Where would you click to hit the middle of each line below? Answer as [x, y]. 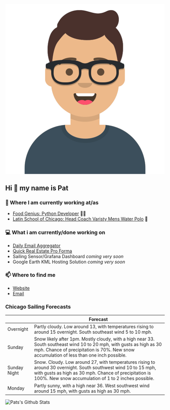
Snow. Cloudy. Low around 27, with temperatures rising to [95, 362]
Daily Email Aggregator [36, 245]
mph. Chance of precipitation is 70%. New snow [84, 350]
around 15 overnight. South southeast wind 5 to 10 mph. [93, 332]
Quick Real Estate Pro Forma [42, 251]
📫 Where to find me [30, 275]
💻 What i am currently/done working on [55, 233]
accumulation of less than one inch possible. [80, 355]
